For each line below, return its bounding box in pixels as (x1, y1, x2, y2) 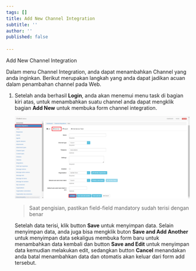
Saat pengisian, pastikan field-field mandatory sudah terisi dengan (29, 204, 190, 211)
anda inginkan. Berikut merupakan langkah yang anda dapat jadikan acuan (6, 75, 185, 81)
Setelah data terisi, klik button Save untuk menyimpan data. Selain (14, 222, 174, 229)
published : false (6, 34, 48, 40)
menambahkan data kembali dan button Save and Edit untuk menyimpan (14, 241, 190, 248)
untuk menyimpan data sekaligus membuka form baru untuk (14, 234, 159, 242)
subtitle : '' (6, 22, 38, 27)
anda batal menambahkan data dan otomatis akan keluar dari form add (14, 253, 185, 260)
